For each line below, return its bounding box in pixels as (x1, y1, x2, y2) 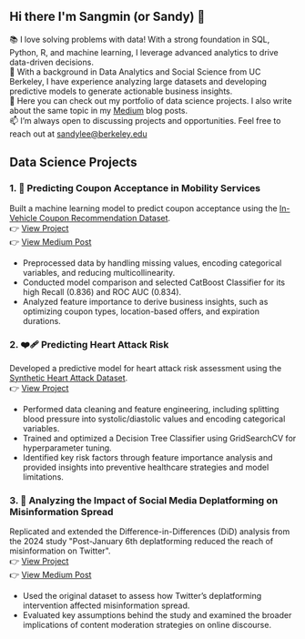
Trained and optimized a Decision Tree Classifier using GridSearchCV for (22, 432, 297, 443)
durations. (22, 315, 61, 326)
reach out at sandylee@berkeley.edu (9, 128, 147, 139)
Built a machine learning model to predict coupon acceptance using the (9, 202, 278, 214)
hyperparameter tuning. (22, 442, 112, 453)
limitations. (22, 471, 64, 482)
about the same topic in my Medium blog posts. (9, 105, 188, 116)
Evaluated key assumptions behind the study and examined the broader (22, 610, 292, 621)
